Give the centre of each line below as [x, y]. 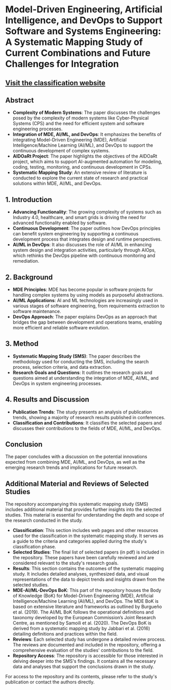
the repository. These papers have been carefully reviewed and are [83, 558]
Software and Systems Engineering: [83, 31]
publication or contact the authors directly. [50, 682]
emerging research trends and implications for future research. [71, 467]
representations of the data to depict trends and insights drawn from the [89, 579]
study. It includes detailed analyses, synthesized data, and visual [81, 574]
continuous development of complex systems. [61, 151]
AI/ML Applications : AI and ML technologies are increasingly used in [85, 301]
